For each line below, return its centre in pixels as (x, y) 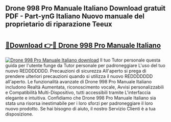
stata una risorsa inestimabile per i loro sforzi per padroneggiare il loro (79, 103)
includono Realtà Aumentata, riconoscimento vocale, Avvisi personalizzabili (85, 87)
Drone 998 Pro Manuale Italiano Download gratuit (86, 8)
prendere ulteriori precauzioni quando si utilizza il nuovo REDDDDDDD (79, 76)
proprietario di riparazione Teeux (59, 24)
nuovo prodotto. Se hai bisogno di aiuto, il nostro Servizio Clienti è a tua (80, 109)
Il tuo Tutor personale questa (130, 60)
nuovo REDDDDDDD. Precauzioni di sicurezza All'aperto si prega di (76, 71)
